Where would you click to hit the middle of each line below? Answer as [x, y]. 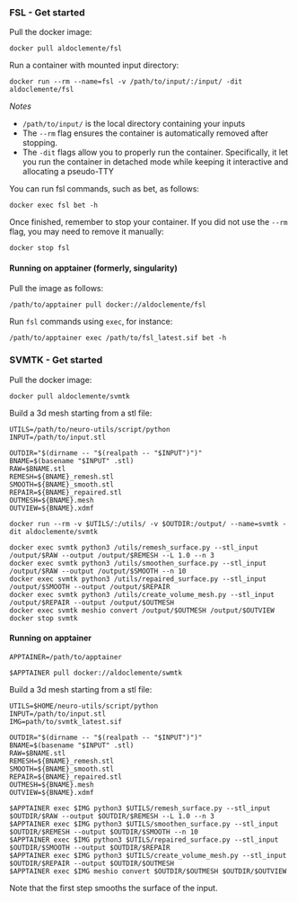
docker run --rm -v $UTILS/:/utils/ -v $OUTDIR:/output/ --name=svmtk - [148, 523]
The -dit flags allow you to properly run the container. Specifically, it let [155, 152]
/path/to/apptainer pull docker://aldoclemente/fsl [108, 304]
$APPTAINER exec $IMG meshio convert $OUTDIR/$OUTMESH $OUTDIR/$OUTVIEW [148, 871]
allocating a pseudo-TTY [68, 172]
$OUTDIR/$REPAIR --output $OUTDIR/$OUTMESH [92, 863]
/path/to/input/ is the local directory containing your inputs [134, 124]
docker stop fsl [39, 248]
